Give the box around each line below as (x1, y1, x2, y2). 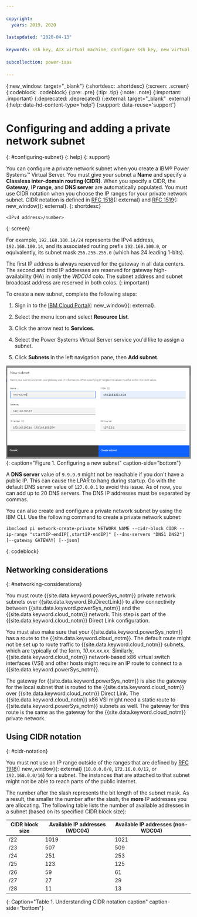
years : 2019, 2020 (11, 22, 57, 28)
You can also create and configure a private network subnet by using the (6, 507, 182, 515)
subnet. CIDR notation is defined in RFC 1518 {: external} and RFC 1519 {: (6, 196, 178, 203)
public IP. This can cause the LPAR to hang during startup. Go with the (6, 477, 176, 484)
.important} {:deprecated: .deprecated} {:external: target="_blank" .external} (6, 95, 191, 102)
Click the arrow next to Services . (14, 325, 95, 332)
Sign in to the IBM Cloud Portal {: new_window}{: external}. (14, 302, 156, 309)
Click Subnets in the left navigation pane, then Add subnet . (14, 354, 159, 361)
